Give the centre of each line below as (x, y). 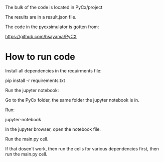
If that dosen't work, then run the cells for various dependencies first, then (82, 148)
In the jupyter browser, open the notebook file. (53, 129)
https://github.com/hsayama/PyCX (41, 36)
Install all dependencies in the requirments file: (53, 70)
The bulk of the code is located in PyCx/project (54, 7)
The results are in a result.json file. (41, 17)
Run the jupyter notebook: (32, 90)
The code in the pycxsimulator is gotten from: (52, 27)
